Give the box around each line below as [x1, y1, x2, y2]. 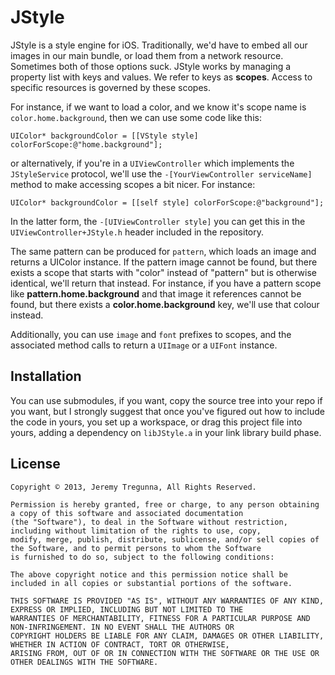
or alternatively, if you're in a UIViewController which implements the [10, 157, 295, 169]
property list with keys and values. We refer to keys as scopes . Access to [10, 71, 313, 83]
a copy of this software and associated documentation [10, 508, 244, 518]
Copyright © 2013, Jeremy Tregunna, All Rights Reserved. [10, 482, 257, 492]
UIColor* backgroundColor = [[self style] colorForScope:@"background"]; [10, 197, 325, 208]
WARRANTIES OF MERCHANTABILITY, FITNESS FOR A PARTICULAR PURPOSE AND [10, 613, 311, 623]
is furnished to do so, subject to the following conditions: [10, 552, 275, 562]
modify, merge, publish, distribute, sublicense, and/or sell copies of [10, 534, 320, 545]
